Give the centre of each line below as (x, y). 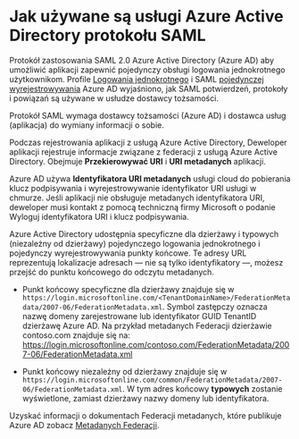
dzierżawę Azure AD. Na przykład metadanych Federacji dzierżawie (147, 325)
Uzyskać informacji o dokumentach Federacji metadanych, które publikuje (145, 415)
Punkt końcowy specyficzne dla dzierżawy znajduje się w (128, 289)
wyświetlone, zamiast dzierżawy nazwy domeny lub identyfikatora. (145, 398)
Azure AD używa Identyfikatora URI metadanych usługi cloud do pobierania (150, 178)
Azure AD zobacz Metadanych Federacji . (84, 425)
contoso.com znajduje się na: (76, 335)
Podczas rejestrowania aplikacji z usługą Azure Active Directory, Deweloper (148, 142)
